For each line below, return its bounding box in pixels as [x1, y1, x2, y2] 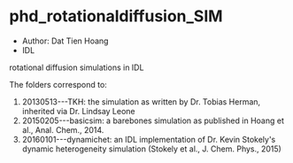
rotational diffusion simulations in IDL [9, 62, 144, 73]
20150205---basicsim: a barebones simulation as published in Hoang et [21, 115, 285, 126]
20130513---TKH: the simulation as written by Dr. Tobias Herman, [21, 96, 261, 107]
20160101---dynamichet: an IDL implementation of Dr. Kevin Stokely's [21, 134, 276, 144]
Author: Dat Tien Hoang [21, 35, 109, 46]
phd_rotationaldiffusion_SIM [9, 6, 223, 27]
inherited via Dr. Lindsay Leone [21, 105, 135, 116]
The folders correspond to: [9, 79, 108, 89]
